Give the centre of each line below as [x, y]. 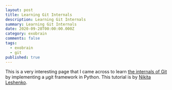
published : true [23, 57]
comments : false [23, 39]
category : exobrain [26, 34]
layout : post [19, 10]
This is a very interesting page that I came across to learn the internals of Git [86, 72]
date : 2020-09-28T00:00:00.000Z [40, 29]
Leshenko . [16, 82]
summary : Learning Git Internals [41, 24]
